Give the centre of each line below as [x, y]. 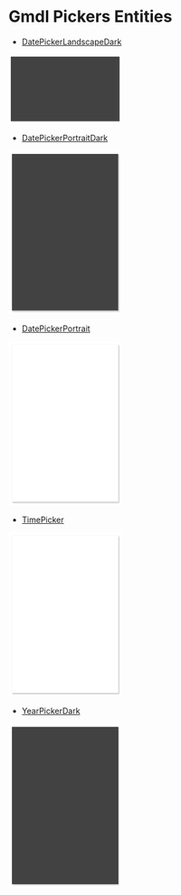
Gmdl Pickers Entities [90, 17]
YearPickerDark [51, 710]
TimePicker [43, 520]
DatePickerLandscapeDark [71, 42]
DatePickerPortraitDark [65, 138]
